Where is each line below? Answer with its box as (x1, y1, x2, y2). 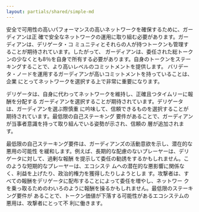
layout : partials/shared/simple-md (6, 8, 94, 15)
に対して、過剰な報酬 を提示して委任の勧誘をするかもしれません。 (21, 155, 184, 162)
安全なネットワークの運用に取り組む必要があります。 (48, 33, 178, 40)
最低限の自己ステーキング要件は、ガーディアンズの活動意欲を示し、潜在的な (6, 140, 193, 147)
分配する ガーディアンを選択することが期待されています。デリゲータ (16, 97, 184, 105)
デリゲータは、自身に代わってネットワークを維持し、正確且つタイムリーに (6, 90, 188, 97)
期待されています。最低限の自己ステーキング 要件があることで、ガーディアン (6, 112, 194, 119)
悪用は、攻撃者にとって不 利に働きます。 (6, 200, 106, 207)
